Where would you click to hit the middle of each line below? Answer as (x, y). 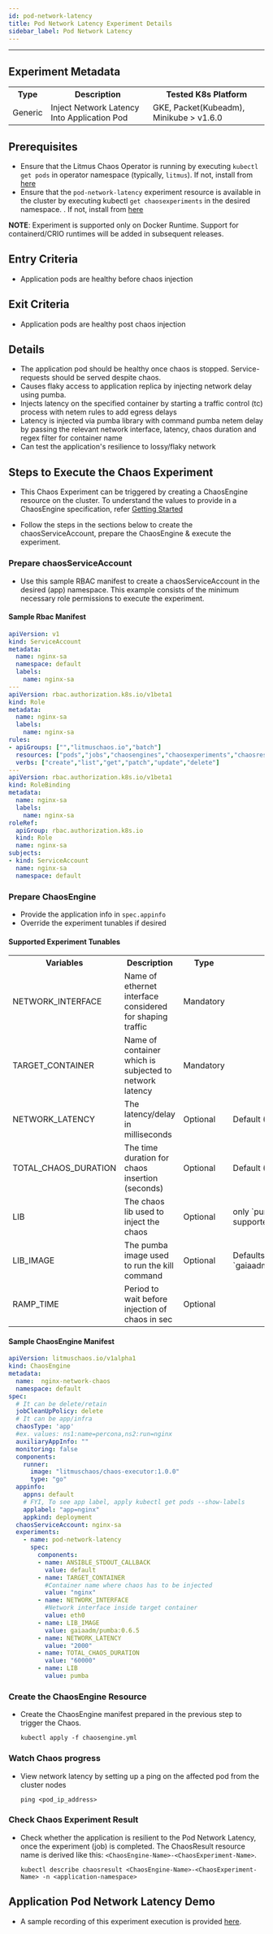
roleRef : (23, 823)
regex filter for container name (71, 438)
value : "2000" (68, 1646)
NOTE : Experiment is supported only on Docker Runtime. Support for (124, 225)
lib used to (144, 1212)
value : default (70, 1570)
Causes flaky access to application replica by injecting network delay (136, 386)
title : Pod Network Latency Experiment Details (91, 24)
